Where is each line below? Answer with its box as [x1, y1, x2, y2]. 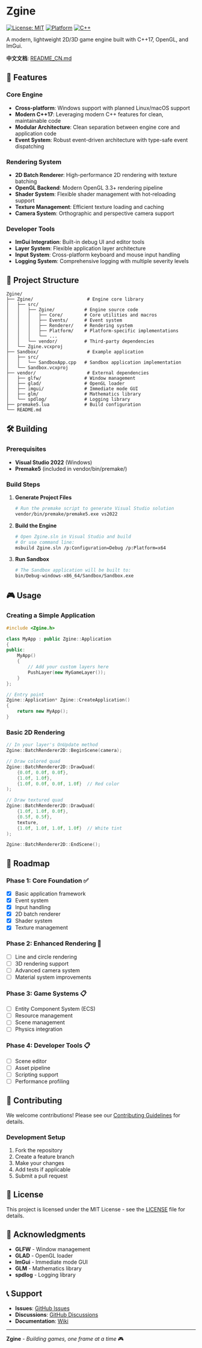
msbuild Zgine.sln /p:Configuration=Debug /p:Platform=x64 [14, 545, 167, 551]
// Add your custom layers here [28, 664, 109, 670]
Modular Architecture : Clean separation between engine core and [14, 123, 180, 131]
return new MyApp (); [17, 709, 69, 715]
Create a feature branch [14, 1153, 75, 1160]
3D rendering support [14, 960, 69, 967]
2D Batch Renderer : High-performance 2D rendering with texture [14, 171, 177, 178]
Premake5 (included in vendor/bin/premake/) [14, 465, 127, 472]
